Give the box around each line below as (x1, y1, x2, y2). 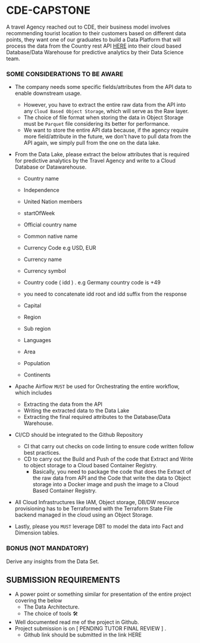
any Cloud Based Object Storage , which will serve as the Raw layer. (23, 108, 189, 115)
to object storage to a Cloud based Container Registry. (23, 462, 158, 469)
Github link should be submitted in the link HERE (23, 631, 142, 638)
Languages (23, 337, 52, 344)
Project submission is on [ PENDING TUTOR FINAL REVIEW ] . (14, 625, 167, 632)
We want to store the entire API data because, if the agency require (23, 126, 189, 134)
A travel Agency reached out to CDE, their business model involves (6, 23, 171, 30)
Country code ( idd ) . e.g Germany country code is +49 (23, 279, 161, 286)
